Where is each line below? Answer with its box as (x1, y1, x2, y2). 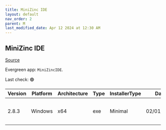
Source (5, 57, 20, 63)
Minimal (109, 107, 128, 114)
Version (7, 90, 27, 97)
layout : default (5, 12, 39, 17)
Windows (31, 107, 53, 114)
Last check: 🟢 (5, 76, 35, 82)
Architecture (57, 90, 88, 97)
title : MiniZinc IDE (5, 7, 48, 12)
